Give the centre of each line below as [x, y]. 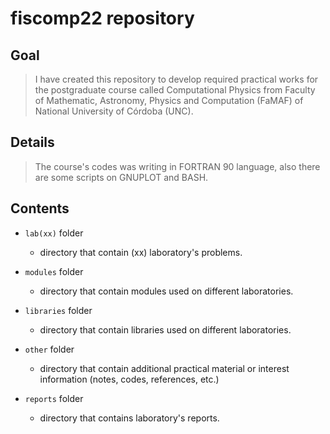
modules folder [54, 271]
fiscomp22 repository [102, 18]
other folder [49, 349]
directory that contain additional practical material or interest [164, 368]
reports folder [54, 398]
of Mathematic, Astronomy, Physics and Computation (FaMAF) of [169, 100]
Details [32, 142]
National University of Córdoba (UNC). [114, 111]
